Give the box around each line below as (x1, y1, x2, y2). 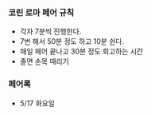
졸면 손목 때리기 (19, 57, 69, 66)
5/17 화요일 (19, 98, 56, 108)
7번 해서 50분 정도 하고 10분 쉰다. (19, 37, 125, 46)
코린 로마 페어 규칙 (8, 6, 75, 18)
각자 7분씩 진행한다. (19, 26, 82, 37)
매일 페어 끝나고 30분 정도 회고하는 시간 (19, 46, 143, 57)
